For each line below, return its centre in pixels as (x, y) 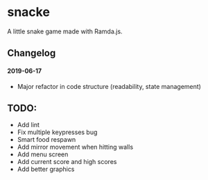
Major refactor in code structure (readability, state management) (109, 86)
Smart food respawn (46, 140)
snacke (29, 12)
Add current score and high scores (67, 162)
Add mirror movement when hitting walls (75, 147)
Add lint (28, 125)
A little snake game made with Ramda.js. (65, 31)
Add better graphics (46, 169)
